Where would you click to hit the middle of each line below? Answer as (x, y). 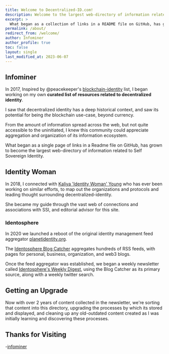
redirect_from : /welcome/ (32, 33)
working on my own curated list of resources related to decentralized (78, 95)
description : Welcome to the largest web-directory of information (77, 15)
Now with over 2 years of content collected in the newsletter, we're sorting (82, 303)
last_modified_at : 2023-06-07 (37, 57)
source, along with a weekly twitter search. (50, 274)
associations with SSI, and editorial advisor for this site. (62, 210)
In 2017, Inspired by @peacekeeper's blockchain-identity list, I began (76, 89)
